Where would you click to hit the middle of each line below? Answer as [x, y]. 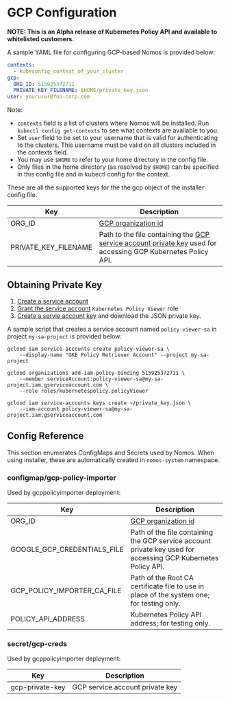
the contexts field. [42, 152]
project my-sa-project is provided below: [64, 336]
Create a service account [53, 301]
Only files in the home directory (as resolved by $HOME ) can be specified [118, 167]
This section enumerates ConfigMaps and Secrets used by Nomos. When [111, 452]
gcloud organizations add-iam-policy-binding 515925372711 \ [96, 373]
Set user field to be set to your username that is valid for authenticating [117, 138]
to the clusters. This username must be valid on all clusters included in [116, 145]
